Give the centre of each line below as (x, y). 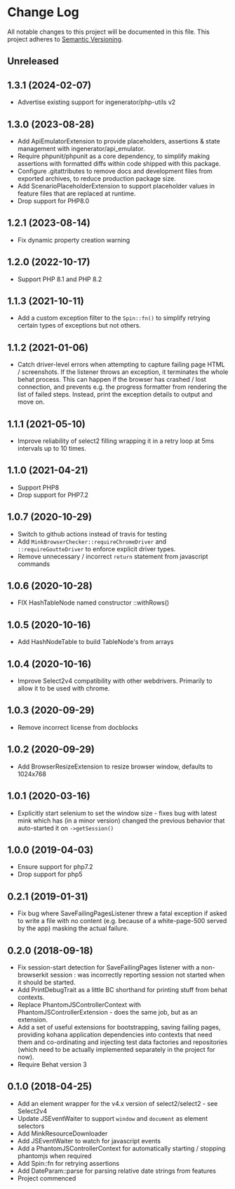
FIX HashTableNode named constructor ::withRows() (93, 603)
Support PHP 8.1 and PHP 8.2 (60, 279)
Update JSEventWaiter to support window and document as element (113, 1118)
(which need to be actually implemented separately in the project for (116, 1049)
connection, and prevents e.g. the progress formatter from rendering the (122, 387)
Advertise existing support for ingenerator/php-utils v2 (96, 102)
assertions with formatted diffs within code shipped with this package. (119, 163)
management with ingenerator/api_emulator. (81, 148)
